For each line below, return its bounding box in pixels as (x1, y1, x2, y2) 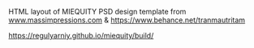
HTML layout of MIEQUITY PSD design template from (8, 7, 187, 16)
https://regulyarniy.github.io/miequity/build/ (8, 31, 154, 40)
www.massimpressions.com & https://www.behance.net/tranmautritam (8, 15, 246, 25)
